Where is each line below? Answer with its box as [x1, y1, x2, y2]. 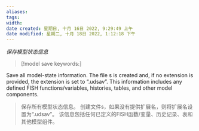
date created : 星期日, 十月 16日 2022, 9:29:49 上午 [6, 25, 133, 32]
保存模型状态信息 [6, 48, 48, 56]
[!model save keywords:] [20, 60, 82, 68]
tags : [6, 14, 20, 20]
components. [6, 91, 39, 98]
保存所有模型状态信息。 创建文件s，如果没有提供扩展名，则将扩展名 [20, 103, 188, 111]
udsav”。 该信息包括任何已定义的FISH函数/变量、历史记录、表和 [35, 111, 193, 118]
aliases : [6, 8, 28, 15]
